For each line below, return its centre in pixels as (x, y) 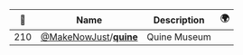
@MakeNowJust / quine (89, 37)
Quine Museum (179, 37)
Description (179, 20)
